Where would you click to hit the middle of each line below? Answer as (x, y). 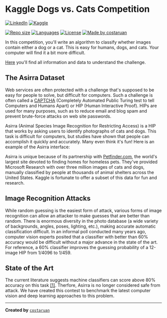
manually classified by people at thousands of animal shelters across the (80, 172)
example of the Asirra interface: (38, 147)
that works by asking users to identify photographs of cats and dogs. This (81, 131)
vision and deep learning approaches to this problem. (60, 296)
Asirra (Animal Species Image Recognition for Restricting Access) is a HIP (81, 126)
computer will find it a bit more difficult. (45, 53)
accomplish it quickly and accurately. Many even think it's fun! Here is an (80, 141)
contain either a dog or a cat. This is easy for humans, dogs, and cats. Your (82, 47)
